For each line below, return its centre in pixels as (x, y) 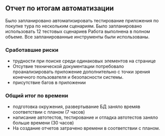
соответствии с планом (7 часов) (49, 112)
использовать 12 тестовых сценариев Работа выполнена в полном (78, 31)
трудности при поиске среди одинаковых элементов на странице (84, 61)
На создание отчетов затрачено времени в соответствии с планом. (86, 128)
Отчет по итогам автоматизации (60, 8)
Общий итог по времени (37, 96)
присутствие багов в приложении (49, 83)
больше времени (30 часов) (43, 123)
